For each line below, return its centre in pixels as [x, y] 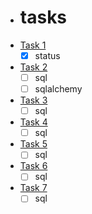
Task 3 [33, 100]
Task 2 [33, 67]
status [47, 55]
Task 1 [33, 45]
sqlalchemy [58, 89]
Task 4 [33, 122]
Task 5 [33, 144]
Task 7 [33, 188]
